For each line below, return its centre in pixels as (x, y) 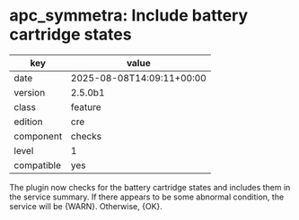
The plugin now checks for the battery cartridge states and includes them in (150, 187)
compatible (37, 165)
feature (86, 106)
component (38, 136)
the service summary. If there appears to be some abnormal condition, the (147, 197)
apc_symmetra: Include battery (129, 16)
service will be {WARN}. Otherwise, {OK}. (86, 206)
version (30, 92)
